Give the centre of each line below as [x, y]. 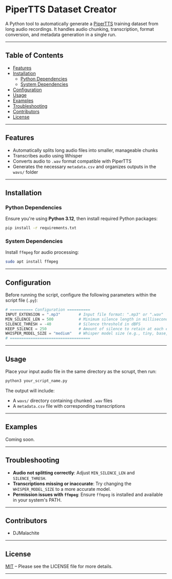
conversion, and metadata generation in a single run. [61, 34]
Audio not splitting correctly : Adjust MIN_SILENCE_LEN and [74, 472]
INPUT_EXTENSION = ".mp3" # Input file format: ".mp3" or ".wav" [84, 314]
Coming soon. [20, 439]
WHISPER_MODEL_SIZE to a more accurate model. [62, 489]
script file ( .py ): [22, 301]
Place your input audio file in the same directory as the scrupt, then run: [81, 372]
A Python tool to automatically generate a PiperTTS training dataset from [82, 24]
